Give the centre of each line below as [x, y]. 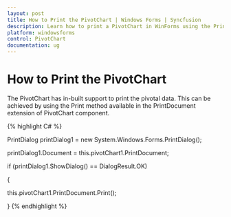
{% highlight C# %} [35, 126]
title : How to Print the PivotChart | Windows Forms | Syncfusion [104, 20]
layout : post [26, 13]
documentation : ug [33, 45]
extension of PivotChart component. [58, 113]
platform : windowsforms [41, 33]
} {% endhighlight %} [37, 206]
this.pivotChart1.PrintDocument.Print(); [62, 192]
